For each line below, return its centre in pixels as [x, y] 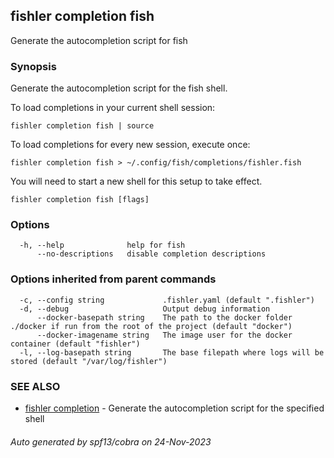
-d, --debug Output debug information [145, 309]
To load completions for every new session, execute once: [130, 145]
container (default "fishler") [75, 344]
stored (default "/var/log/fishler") [89, 361]
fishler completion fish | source [82, 126]
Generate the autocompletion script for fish [99, 40]
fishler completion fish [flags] [80, 200]
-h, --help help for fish [102, 245]
